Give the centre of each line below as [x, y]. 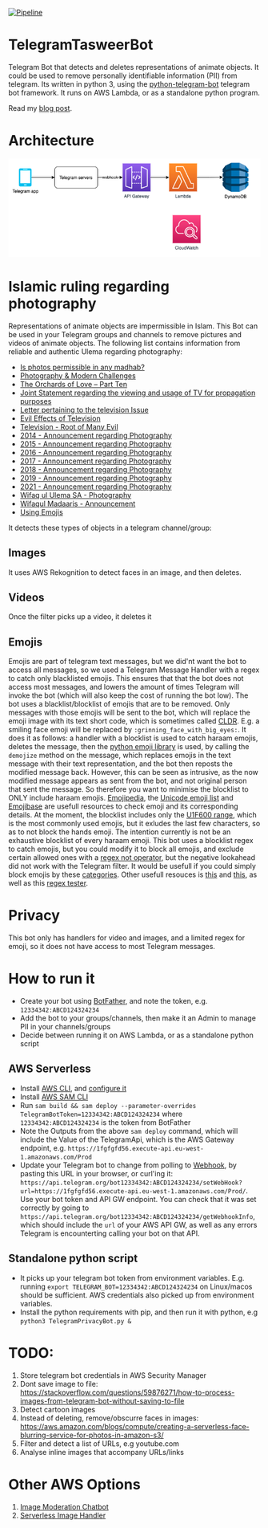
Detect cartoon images [58, 1409]
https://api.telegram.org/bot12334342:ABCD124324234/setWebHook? [131, 1183]
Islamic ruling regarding [89, 286]
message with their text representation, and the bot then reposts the [121, 764]
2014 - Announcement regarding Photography [96, 435]
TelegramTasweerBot [81, 45]
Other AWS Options [75, 1484]
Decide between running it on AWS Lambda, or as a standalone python [137, 1035]
